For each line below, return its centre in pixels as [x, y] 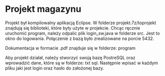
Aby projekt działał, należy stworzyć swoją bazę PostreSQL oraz [70, 57]
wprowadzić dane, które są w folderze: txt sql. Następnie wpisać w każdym [82, 63]
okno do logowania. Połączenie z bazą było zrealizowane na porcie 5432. [80, 38]
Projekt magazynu [43, 9]
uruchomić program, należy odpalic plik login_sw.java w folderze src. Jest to [82, 33]
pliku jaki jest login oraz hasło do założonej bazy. [55, 68]
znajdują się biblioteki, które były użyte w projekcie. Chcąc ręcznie [73, 28]
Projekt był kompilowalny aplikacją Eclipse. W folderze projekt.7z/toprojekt [81, 23]
